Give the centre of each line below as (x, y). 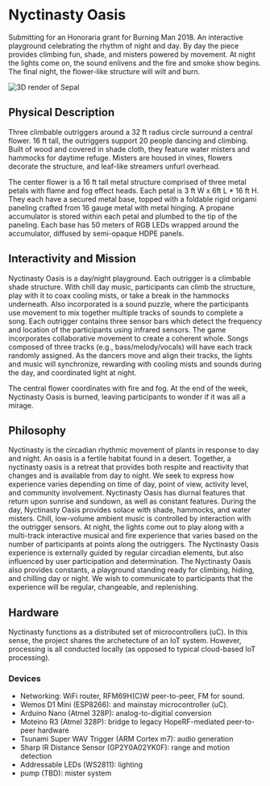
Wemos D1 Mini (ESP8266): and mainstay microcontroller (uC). (124, 704)
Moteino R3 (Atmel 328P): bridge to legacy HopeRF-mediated (123, 722)
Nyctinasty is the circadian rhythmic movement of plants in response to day (134, 450)
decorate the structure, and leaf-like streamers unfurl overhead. (114, 166)
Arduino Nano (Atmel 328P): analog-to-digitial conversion (116, 713)
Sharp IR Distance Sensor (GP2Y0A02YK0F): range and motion (125, 747)
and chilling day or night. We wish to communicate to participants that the (131, 579)
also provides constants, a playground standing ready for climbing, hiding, (132, 570)
